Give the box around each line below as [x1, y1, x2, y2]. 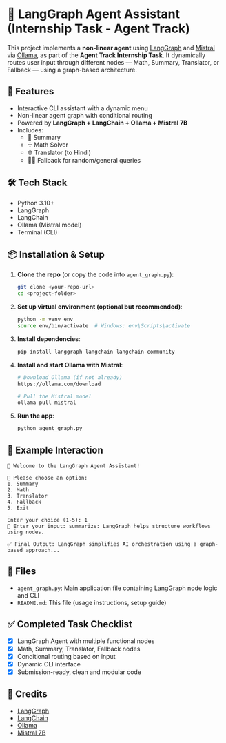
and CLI [17, 591, 40, 599]
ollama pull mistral [17, 399, 76, 406]
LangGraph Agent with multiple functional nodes [17, 637, 155, 645]
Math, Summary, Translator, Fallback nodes [17, 644, 141, 653]
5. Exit [7, 505, 30, 511]
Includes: [17, 125, 43, 134]
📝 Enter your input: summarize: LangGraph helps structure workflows [7, 522, 212, 529]
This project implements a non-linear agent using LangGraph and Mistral [7, 43, 215, 52]
